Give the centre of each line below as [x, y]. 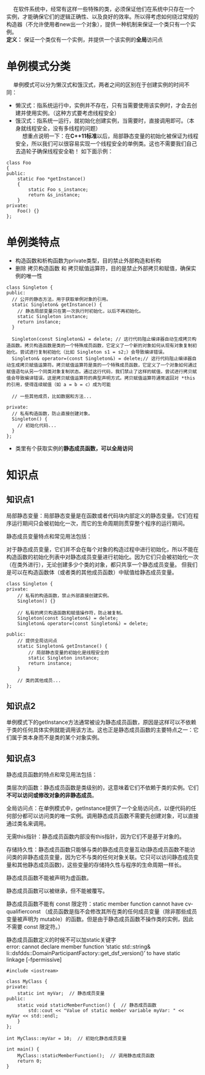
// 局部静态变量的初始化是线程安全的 [69, 653]
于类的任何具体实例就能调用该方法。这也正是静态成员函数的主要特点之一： [100, 729]
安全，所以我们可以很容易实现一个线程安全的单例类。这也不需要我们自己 [106, 143]
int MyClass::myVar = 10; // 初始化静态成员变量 [67, 1038]
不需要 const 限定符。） [35, 926]
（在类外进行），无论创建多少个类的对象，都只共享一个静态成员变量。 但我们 [102, 564]
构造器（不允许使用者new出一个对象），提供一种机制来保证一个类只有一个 [99, 24]
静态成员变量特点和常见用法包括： [49, 536]
